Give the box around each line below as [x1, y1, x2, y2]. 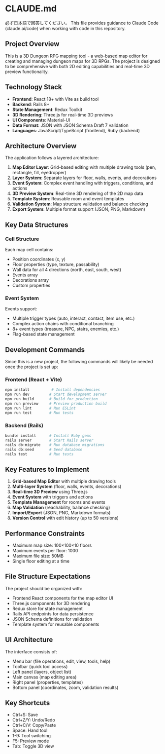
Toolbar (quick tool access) [12, 663, 68, 669]
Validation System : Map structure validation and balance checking [12, 201, 149, 207]
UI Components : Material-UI [12, 117, 70, 123]
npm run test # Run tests [5, 410, 74, 415]
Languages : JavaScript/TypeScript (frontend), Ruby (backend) [12, 127, 140, 133]
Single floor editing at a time [12, 558, 70, 564]
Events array [12, 272, 38, 278]
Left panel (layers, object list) [12, 669, 71, 675]
